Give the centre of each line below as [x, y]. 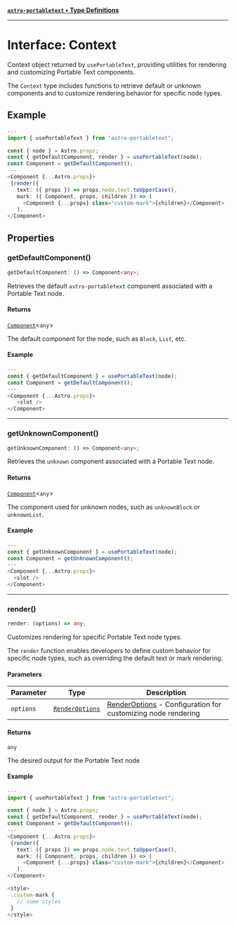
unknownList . [26, 514]
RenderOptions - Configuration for [164, 704]
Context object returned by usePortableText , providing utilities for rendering [117, 64]
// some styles [39, 901]
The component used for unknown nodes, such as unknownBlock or [104, 507]
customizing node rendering [153, 713]
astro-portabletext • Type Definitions [63, 10]
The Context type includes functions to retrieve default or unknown [104, 85]
